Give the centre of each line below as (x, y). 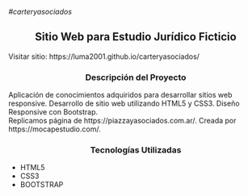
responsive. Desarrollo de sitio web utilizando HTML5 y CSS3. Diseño (124, 103)
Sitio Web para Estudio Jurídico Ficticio (136, 37)
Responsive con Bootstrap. (53, 112)
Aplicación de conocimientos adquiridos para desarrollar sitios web (120, 95)
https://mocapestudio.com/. (55, 129)
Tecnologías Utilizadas (136, 150)
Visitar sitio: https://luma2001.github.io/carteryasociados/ (104, 56)
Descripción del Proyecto (136, 77)
